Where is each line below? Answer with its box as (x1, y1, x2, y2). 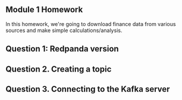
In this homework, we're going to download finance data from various (5, 20, 176, 27)
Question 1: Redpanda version (5, 44, 120, 54)
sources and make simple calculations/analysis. (5, 27, 123, 34)
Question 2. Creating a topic (5, 64, 112, 74)
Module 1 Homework (5, 5, 83, 15)
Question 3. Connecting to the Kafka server (5, 84, 170, 94)
